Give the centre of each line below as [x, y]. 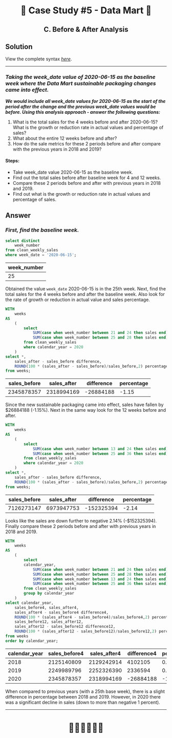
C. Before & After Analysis [86, 29]
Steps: [12, 161]
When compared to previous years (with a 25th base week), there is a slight [85, 691]
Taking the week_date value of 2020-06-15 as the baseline [80, 77]
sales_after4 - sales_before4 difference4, [62, 612]
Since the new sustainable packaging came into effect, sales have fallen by [84, 405]
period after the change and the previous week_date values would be [81, 107]
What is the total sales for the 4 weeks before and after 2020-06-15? [85, 122]
